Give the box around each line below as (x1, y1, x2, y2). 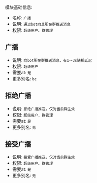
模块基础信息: (5, 4, 33, 10)
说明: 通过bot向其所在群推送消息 (12, 21, 71, 27)
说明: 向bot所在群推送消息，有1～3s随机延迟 (12, 57, 92, 63)
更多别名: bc (12, 76, 37, 82)
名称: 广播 (12, 15, 31, 21)
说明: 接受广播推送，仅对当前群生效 (12, 154, 75, 160)
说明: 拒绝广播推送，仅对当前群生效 (12, 105, 75, 111)
